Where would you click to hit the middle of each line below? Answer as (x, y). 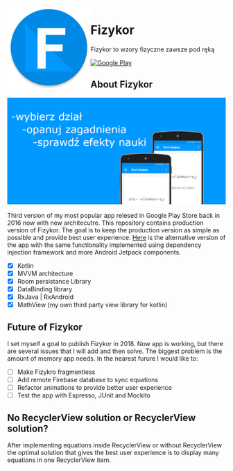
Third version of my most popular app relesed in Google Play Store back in (114, 215)
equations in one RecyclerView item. (59, 460)
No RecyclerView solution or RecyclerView (102, 418)
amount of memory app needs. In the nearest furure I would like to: (103, 359)
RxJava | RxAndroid (45, 297)
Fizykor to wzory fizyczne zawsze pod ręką (153, 49)
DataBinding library (45, 289)
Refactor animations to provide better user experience (94, 388)
